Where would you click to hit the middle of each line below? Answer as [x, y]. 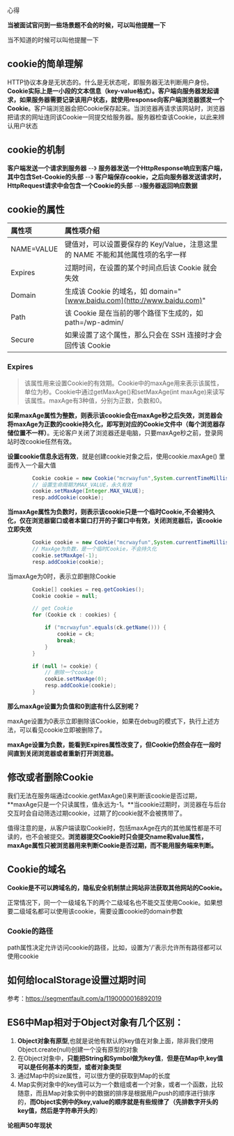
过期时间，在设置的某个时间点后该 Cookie [133, 268]
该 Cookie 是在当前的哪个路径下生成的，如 [134, 313]
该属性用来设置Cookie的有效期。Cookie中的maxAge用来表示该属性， [123, 383]
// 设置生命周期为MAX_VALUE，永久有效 [82, 485]
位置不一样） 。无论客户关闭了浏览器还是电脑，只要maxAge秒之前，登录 [115, 433]
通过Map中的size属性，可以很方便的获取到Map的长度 [94, 1075]
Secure [23, 340]
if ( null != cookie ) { [65, 666]
